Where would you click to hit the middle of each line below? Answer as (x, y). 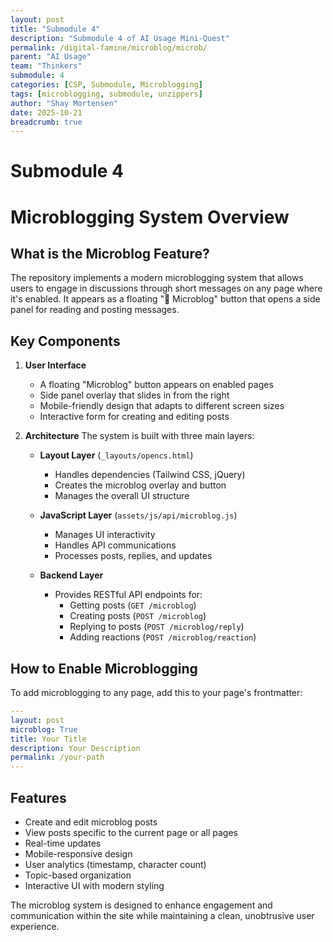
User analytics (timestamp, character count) (115, 864)
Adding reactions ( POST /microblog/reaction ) (163, 637)
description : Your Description (75, 748)
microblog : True (44, 729)
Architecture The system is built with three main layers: (139, 436)
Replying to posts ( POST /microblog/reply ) (157, 627)
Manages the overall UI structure (122, 496)
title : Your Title (48, 739)
